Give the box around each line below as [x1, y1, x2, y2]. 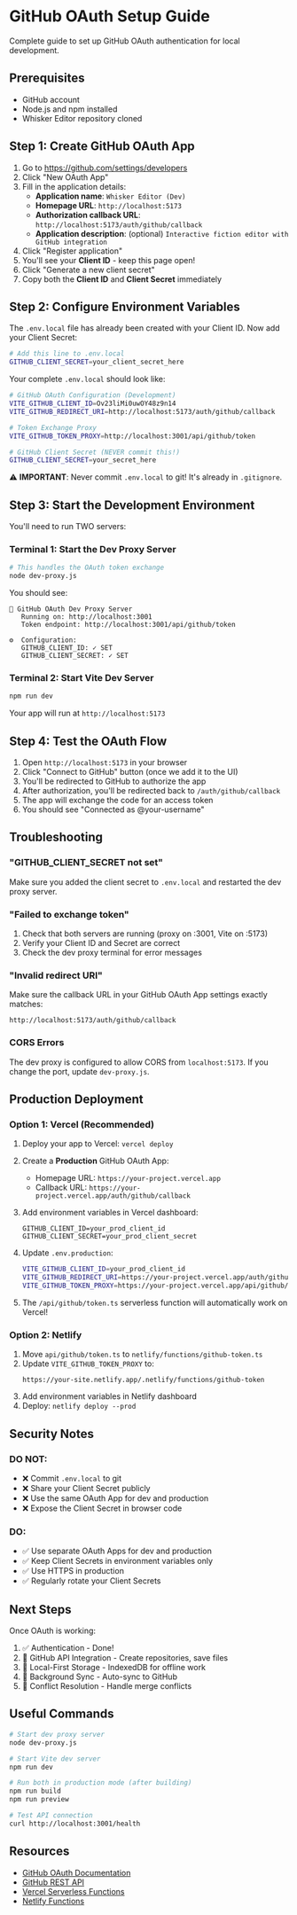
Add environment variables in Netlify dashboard [21, 1391, 198, 1402]
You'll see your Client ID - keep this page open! [21, 254, 196, 265]
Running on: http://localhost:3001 [20, 613, 152, 621]
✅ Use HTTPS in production [21, 1566, 124, 1576]
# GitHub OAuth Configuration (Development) [9, 391, 176, 400]
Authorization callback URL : [35, 209, 141, 220]
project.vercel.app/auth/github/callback [35, 1192, 191, 1200]
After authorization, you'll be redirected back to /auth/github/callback [21, 786, 281, 796]
